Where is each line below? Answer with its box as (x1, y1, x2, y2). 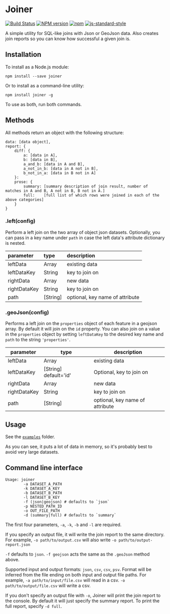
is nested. (5, 240, 26, 246)
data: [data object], (5, 139, 51, 144)
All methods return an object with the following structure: (5, 130, 124, 136)
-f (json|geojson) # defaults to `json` (23, 499, 110, 504)
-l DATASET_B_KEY (23, 495, 60, 500)
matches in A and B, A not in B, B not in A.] (5, 188, 105, 193)
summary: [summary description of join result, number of (23, 184, 148, 189)
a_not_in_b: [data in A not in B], (23, 166, 99, 171)
